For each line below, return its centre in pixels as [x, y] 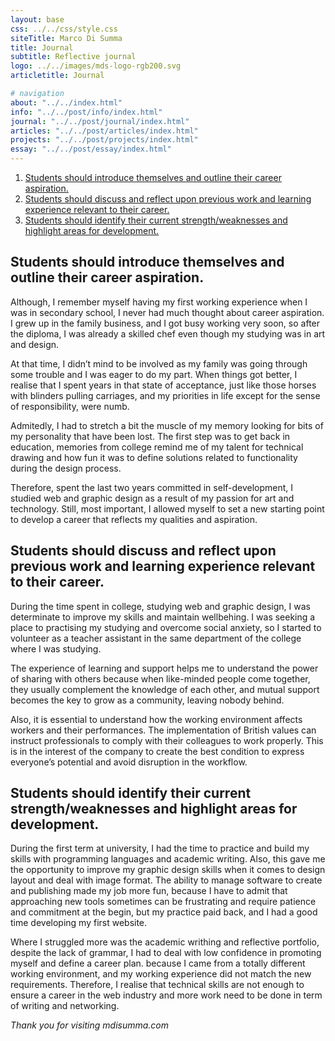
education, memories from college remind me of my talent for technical [157, 447]
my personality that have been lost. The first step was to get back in [150, 436]
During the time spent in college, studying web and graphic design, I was [160, 606]
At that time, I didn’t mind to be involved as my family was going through [159, 363]
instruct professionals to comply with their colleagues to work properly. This [167, 740]
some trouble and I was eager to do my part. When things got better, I [154, 374]
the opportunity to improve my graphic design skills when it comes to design [168, 870]
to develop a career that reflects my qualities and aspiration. [134, 519]
